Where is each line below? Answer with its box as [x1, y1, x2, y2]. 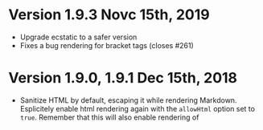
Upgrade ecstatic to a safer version [19, 32, 138, 42]
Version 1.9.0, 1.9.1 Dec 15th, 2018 [8, 69, 238, 87]
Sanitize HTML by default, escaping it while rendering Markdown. [19, 95, 237, 105]
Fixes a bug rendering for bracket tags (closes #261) [19, 40, 195, 50]
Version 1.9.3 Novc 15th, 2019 [8, 6, 211, 24]
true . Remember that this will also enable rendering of [19, 112, 199, 122]
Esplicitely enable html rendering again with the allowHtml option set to [19, 104, 256, 113]
